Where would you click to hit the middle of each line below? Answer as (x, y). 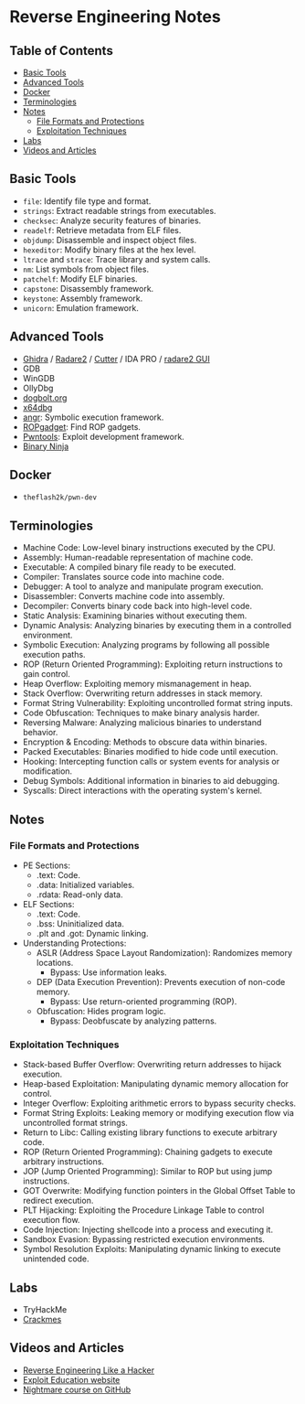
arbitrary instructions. (63, 1162)
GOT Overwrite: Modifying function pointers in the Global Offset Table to (159, 1191)
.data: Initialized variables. (85, 884)
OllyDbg (38, 388)
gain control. (46, 674)
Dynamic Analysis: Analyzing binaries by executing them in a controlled (157, 626)
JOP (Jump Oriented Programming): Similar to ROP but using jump (147, 1172)
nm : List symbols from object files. (85, 269)
